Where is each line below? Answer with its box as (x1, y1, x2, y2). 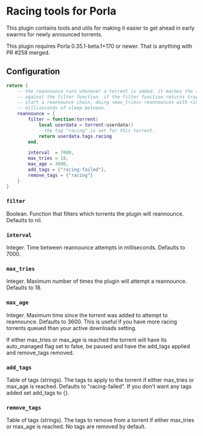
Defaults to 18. (6, 284, 42, 291)
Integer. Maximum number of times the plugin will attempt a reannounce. (6, 277, 187, 285)
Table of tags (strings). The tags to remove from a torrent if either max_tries (6, 417, 195, 424)
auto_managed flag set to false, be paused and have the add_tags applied (6, 342, 190, 349)
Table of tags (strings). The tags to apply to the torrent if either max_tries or (6, 376, 195, 383)
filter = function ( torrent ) (28, 116, 98, 122)
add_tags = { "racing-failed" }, (28, 167, 107, 173)
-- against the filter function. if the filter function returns (17, 94, 185, 100)
